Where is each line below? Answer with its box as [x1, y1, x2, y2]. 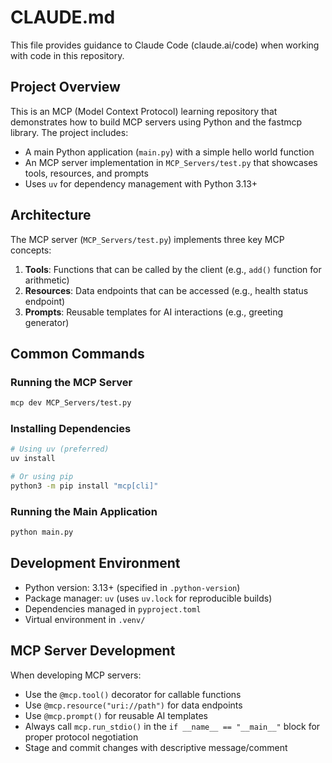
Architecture [10, 207, 92, 224]
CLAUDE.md [10, 6, 116, 29]
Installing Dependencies [10, 422, 132, 436]
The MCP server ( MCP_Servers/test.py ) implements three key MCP [10, 233, 285, 245]
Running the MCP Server [10, 375, 133, 389]
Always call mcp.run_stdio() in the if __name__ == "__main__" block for [24, 720, 321, 732]
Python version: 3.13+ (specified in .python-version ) [24, 581, 241, 593]
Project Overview [10, 79, 121, 96]
